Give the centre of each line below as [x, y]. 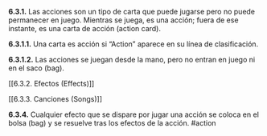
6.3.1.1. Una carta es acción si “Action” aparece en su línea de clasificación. [133, 44]
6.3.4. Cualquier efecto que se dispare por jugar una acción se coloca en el [134, 114]
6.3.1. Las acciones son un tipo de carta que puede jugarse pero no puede [132, 12]
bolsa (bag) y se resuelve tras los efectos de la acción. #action [112, 123]
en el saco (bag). [36, 68]
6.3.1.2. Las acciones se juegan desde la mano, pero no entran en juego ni [132, 60]
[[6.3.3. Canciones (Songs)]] [55, 99]
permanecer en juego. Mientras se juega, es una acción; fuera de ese [123, 20]
